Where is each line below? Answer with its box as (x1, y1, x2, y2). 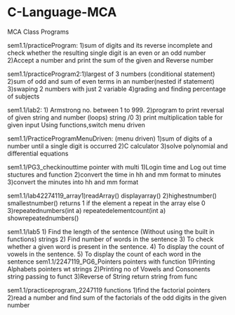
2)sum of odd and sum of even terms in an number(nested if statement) (7, 77, 215, 85)
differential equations (7, 149, 69, 157)
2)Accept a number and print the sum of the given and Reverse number (7, 56, 214, 64)
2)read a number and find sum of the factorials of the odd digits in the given (7, 293, 227, 302)
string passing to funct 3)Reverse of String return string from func (7, 272, 198, 281)
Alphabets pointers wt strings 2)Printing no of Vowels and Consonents (7, 264, 210, 273)
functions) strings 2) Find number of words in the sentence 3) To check (7, 235, 214, 243)
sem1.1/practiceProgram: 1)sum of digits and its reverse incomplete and (7, 41, 213, 49)
